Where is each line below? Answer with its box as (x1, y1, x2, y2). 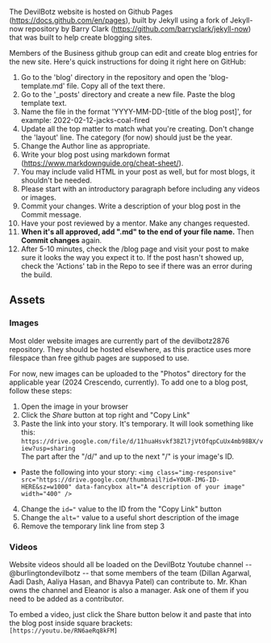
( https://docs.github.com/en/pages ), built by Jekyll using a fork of (9, 15, 229, 25)
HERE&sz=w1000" (20, 482, 73, 491)
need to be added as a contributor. (9, 594, 124, 603)
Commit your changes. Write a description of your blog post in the (20, 201, 241, 211)
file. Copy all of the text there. (66, 81, 165, 90)
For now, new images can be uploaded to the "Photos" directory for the (9, 368, 247, 378)
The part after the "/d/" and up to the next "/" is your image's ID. (20, 452, 235, 461)
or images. (20, 193, 57, 202)
